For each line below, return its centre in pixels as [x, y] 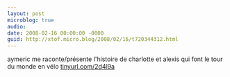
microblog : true [31, 20]
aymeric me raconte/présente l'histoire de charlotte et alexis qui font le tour [115, 59]
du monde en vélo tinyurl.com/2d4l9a [61, 67]
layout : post [26, 14]
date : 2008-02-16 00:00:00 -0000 [56, 33]
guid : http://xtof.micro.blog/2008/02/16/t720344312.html [93, 40]
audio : [17, 26]
